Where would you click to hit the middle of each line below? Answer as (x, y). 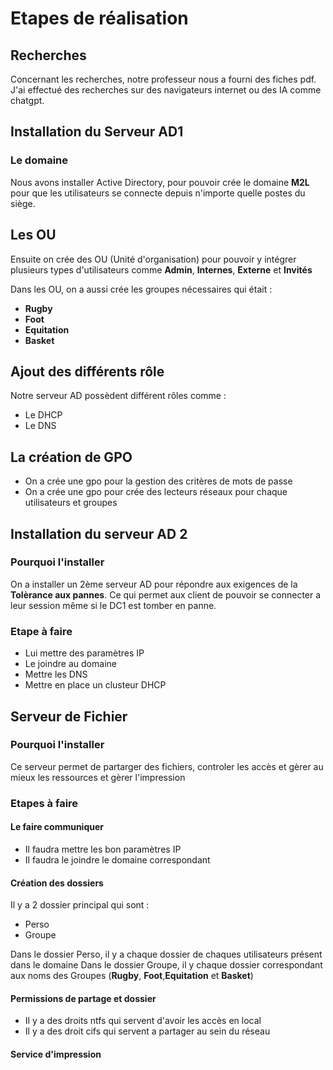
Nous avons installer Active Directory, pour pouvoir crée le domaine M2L (160, 182)
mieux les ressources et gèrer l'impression (98, 777)
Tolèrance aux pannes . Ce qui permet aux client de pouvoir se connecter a (166, 594)
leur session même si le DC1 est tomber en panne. (113, 605)
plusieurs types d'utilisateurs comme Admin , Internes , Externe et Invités (161, 269)
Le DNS (40, 426)
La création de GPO (71, 457)
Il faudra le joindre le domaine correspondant (117, 859)
